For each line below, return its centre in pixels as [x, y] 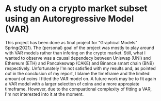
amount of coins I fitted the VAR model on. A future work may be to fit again [81, 79]
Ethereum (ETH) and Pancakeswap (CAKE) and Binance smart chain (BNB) [80, 63]
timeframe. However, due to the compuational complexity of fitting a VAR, [78, 89]
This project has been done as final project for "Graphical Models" [71, 42]
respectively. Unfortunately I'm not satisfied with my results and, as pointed [80, 68]
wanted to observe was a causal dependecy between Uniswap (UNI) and [78, 58]
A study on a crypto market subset [76, 8]
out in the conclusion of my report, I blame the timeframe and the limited [77, 73]
